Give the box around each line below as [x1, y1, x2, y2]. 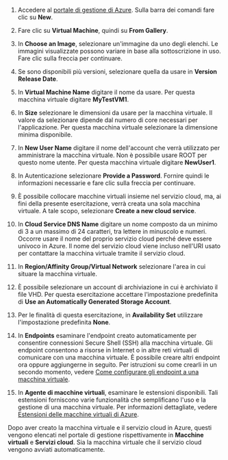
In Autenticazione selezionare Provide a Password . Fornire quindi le [17, 171, 210, 180]
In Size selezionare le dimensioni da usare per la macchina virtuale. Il [17, 109, 213, 117]
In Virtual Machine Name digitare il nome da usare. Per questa [17, 88, 195, 96]
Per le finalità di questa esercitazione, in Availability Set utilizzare [17, 311, 203, 319]
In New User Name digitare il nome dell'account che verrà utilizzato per [17, 144, 220, 152]
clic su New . [17, 13, 53, 21]
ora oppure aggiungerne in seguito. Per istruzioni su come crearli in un [17, 361, 218, 369]
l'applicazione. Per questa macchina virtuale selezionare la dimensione [17, 123, 218, 131]
